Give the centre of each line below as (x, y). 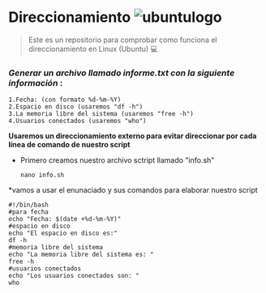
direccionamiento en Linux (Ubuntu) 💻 (93, 49)
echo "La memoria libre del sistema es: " (81, 255)
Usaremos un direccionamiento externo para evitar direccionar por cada (133, 136)
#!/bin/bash (28, 205)
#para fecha (28, 212)
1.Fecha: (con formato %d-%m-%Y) (65, 100)
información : (36, 83)
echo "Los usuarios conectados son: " (74, 276)
